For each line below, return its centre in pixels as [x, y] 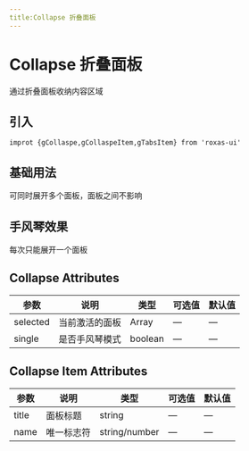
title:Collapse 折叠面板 [53, 17]
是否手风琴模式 [90, 338]
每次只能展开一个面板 [48, 250]
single [26, 338]
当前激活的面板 [90, 322]
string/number [129, 431]
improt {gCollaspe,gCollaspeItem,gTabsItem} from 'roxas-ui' [125, 143]
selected [32, 322]
